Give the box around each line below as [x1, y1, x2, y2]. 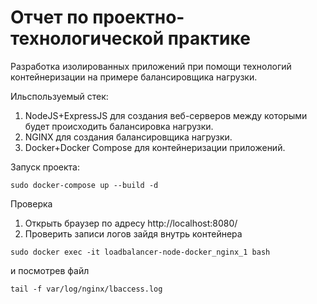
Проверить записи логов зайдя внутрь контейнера [24, 227, 243, 240]
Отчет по [10, 6, 89, 29]
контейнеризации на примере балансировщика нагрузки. [10, 71, 258, 83]
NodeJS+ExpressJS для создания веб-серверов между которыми [24, 109, 308, 121]
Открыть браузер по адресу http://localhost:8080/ [24, 217, 238, 229]
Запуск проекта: [10, 161, 81, 173]
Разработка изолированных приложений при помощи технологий [10, 60, 292, 72]
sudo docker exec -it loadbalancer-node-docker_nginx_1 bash [10, 247, 271, 257]
